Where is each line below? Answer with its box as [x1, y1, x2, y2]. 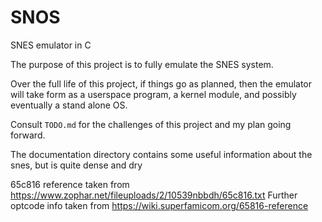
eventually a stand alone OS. [10, 99, 128, 111]
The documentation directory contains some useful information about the [10, 148, 313, 160]
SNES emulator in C [10, 39, 92, 51]
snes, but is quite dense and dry [10, 159, 143, 171]
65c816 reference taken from [10, 178, 130, 190]
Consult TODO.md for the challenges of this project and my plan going [10, 118, 292, 130]
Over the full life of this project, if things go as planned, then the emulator [10, 77, 313, 90]
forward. [10, 129, 46, 141]
